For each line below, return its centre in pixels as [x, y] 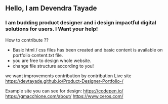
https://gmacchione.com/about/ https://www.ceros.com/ [64, 96]
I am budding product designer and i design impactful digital [81, 23]
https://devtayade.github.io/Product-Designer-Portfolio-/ [65, 81]
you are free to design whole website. [52, 61]
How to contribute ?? [27, 40]
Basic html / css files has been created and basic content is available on [88, 49]
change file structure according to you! [53, 66]
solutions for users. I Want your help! [52, 29]
